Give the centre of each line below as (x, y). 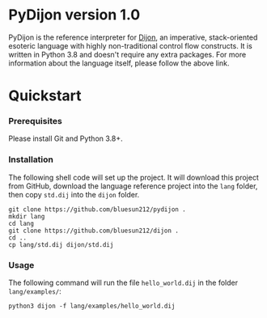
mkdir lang (27, 216)
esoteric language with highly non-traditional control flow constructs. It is (130, 45)
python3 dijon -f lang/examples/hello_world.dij (92, 306)
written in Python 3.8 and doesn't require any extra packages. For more (127, 54)
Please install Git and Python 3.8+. (66, 138)
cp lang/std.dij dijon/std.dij (61, 244)
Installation (31, 159)
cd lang (21, 223)
